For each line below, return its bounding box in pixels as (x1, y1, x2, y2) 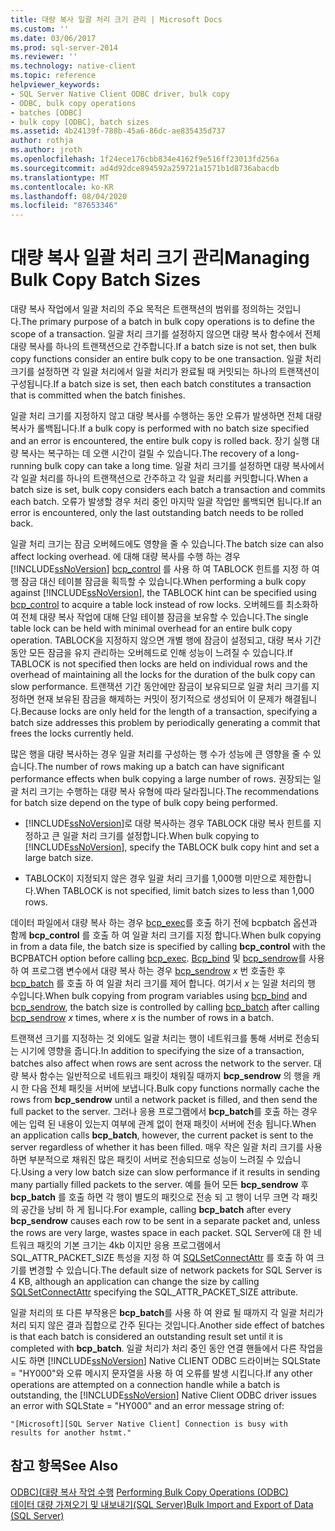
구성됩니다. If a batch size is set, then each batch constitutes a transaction (10, 378, 312, 390)
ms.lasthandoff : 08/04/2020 (10, 191, 128, 201)
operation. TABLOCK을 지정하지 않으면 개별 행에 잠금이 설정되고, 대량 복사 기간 (10, 634, 322, 646)
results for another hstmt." (10, 1428, 132, 1438)
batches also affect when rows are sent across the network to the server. (10, 1057, 312, 1070)
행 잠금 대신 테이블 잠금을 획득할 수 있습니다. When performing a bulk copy (10, 576, 307, 588)
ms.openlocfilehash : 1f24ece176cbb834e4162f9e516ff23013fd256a (10, 154, 280, 164)
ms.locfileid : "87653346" (10, 201, 118, 211)
